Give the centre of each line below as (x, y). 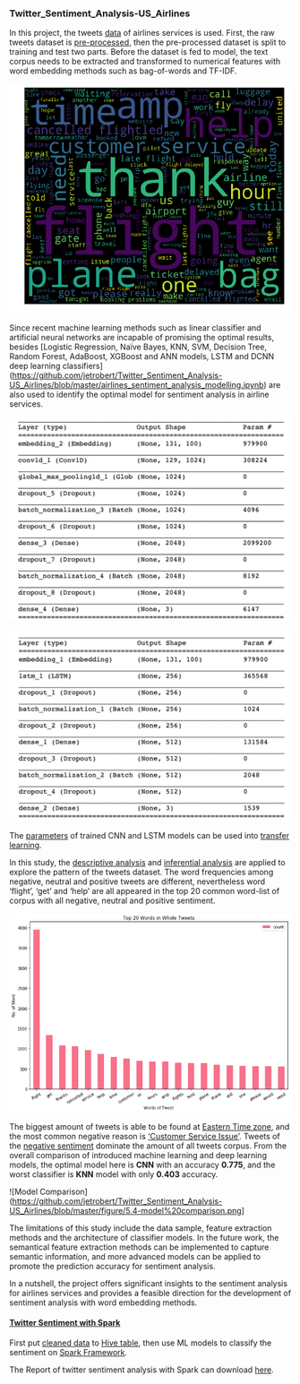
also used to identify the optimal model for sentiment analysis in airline (139, 394)
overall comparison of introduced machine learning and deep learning (138, 1155)
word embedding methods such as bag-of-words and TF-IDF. (123, 71)
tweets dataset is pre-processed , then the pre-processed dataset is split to (148, 42)
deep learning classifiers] (56, 365)
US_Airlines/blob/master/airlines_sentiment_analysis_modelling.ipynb (137, 384)
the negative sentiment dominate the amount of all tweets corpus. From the (148, 1146)
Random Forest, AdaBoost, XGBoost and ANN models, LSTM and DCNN (142, 356)
